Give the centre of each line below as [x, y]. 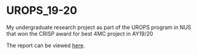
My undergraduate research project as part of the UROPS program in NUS [99, 27]
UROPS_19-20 [42, 11]
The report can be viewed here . [46, 45]
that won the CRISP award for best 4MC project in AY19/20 [80, 33]
